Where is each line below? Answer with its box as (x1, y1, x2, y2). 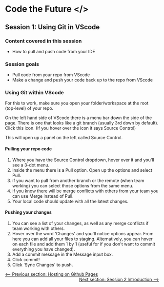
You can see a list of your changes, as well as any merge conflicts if (12, 220, 149, 226)
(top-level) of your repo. (5, 105, 54, 111)
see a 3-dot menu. (12, 162, 50, 168)
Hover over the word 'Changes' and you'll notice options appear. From (12, 230, 154, 236)
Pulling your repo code (5, 146, 52, 152)
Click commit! (12, 256, 40, 262)
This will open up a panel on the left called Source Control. (5, 135, 123, 141)
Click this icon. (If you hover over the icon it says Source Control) (5, 125, 136, 131)
